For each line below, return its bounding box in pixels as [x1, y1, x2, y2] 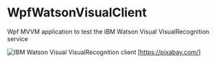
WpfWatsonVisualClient [7, 5, 147, 21]
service [7, 34, 29, 42]
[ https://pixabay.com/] [137, 48, 201, 56]
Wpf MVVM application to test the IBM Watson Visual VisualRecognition [7, 27, 210, 36]
